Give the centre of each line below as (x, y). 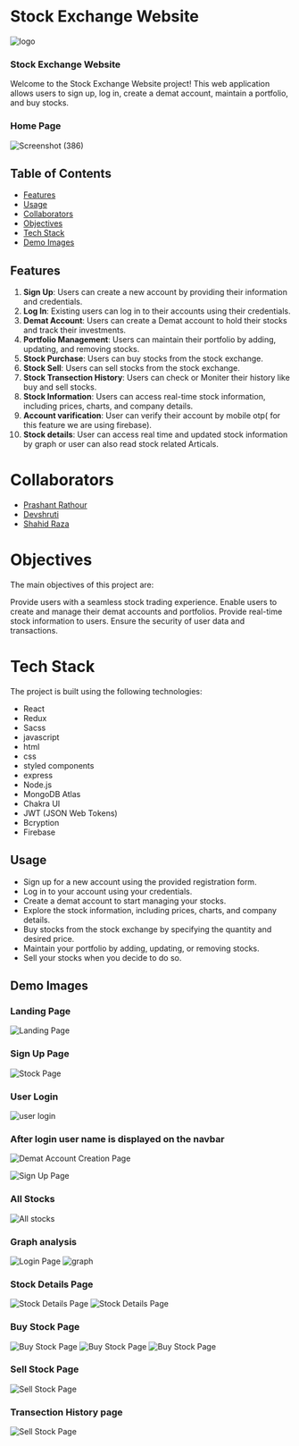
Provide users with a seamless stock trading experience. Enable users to (144, 602)
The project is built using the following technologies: (106, 691)
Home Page (36, 126)
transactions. (34, 631)
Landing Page (41, 1012)
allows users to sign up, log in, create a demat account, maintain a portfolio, (149, 93)
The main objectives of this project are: (82, 585)
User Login (34, 1097)
